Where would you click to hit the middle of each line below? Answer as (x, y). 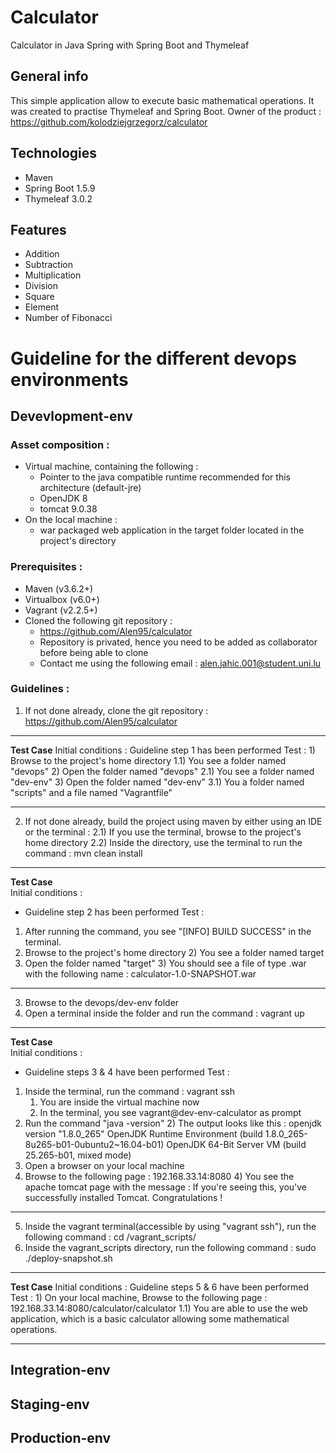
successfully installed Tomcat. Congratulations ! (123, 1197)
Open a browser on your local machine (104, 1165)
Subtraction (48, 265)
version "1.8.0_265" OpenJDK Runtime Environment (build (143, 1133)
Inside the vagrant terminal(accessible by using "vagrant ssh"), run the (170, 1226)
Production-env (61, 1438)
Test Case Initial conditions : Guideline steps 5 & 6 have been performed (159, 1287)
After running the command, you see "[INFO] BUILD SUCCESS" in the (168, 931)
